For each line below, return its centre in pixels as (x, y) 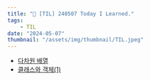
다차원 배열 (33, 61)
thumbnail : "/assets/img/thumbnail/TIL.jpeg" (75, 40)
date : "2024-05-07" (36, 33)
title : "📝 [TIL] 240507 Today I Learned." (71, 14)
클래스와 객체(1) (39, 69)
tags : (15, 20)
